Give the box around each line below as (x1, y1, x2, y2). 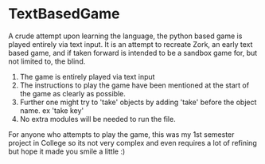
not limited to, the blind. (8, 57, 86, 66)
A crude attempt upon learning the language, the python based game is (8, 31, 243, 41)
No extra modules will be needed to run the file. (19, 114, 177, 123)
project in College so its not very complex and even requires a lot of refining (8, 138, 257, 147)
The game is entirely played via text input (19, 72, 155, 81)
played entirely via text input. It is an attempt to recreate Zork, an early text (8, 39, 253, 49)
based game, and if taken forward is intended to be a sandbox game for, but (8, 48, 258, 57)
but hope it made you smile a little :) (8, 146, 126, 156)
